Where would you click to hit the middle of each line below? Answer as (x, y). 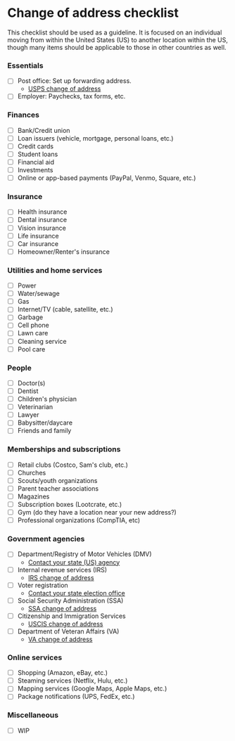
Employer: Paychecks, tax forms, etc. (71, 96)
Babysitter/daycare (45, 423)
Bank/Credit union (44, 130)
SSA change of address (62, 608)
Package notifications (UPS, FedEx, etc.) (76, 697)
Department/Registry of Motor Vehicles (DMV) (85, 554)
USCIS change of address (65, 624)
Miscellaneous (33, 715)
